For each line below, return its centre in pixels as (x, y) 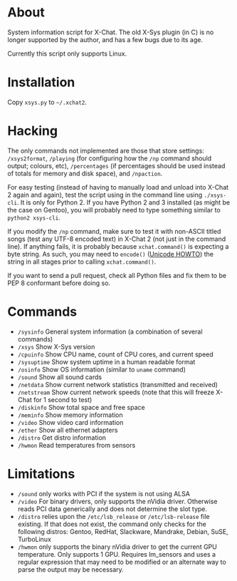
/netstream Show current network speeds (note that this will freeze (116, 392)
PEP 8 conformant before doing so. (59, 283)
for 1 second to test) (63, 399)
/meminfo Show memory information (70, 415)
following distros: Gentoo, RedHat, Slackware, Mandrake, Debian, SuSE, (123, 531)
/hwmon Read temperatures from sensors (77, 445)
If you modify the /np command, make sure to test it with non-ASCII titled (114, 231)
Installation (41, 82)
